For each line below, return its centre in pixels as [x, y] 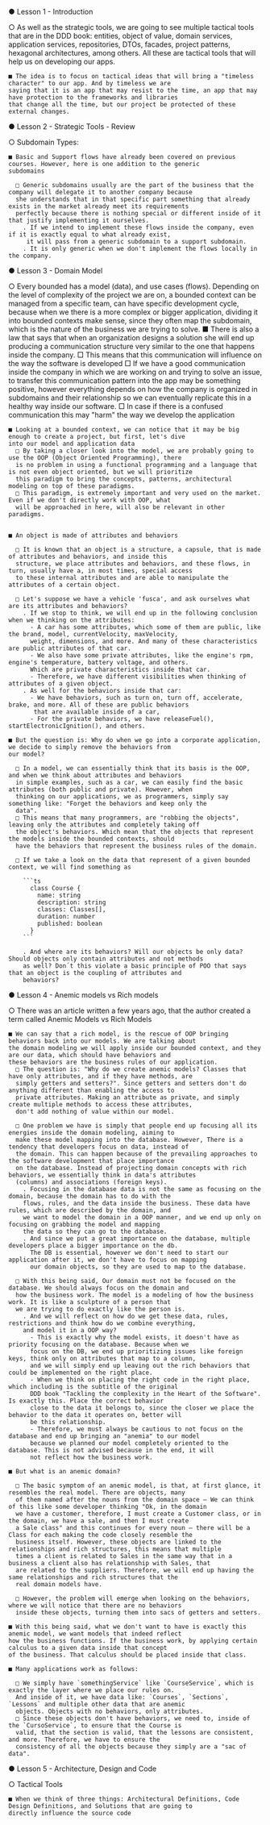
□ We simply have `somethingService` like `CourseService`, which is [135, 1683]
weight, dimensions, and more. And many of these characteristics [143, 641]
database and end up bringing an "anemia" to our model [104, 1436]
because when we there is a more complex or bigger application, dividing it [133, 312]
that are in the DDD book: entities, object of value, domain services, [120, 36]
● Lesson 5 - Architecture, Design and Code [83, 1769]
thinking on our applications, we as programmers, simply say [122, 797]
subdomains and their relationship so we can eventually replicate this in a [130, 398]
